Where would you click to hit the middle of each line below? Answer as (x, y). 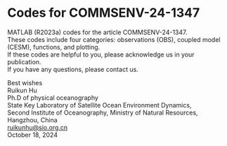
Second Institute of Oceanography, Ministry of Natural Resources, (103, 112)
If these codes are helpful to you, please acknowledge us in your (101, 54)
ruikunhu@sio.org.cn (38, 127)
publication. (24, 61)
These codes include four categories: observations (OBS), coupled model (114, 39)
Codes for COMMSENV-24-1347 (104, 13)
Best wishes (25, 82)
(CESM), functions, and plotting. (54, 47)
